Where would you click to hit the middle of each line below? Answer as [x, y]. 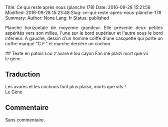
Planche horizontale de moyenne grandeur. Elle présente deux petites [84, 28]
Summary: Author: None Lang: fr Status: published [57, 18]
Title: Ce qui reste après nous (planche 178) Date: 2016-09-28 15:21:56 [78, 7]
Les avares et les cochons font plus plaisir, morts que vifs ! [65, 86]
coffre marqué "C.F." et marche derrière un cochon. [58, 44]
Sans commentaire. [25, 119]
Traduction [23, 75]
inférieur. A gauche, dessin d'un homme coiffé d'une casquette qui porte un [84, 38]
